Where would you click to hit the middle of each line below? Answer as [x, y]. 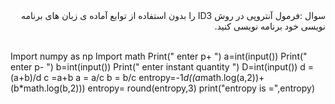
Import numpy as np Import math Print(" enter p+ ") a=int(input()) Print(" [159, 56]
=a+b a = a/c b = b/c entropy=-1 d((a [126, 77]
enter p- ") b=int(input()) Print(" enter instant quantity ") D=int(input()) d [158, 67]
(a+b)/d [26, 77]
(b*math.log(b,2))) [48, 88]
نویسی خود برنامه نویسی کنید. [270, 26]
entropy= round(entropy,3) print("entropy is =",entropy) [201, 88]
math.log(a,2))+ [232, 77]
